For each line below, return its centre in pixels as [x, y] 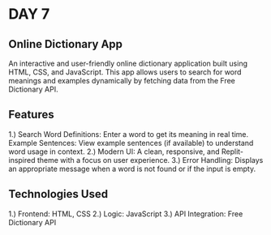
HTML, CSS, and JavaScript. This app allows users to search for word [125, 72]
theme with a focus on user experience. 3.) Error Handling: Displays [150, 160]
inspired [22, 160]
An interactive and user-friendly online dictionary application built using [128, 63]
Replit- [232, 152]
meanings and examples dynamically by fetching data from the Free [122, 81]
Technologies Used [58, 194]
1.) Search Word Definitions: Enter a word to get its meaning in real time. [129, 134]
